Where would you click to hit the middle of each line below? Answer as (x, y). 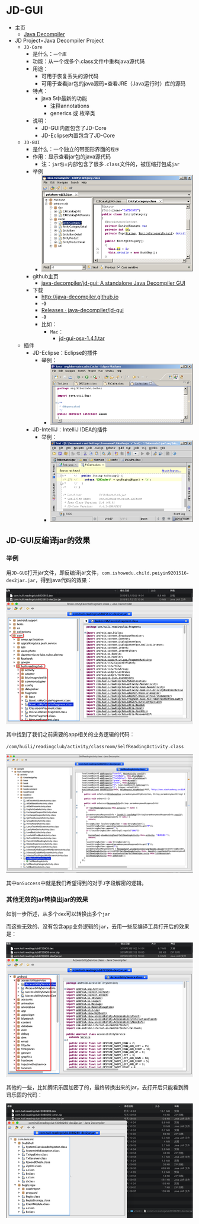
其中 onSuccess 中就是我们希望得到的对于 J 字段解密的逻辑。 (76, 883)
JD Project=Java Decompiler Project (59, 40)
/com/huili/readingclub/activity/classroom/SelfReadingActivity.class (95, 746)
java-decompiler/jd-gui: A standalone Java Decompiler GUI (113, 283)
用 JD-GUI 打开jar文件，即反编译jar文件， (54, 573)
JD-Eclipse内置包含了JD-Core (78, 135)
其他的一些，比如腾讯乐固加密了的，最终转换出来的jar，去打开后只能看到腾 (97, 1088)
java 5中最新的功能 (64, 98)
